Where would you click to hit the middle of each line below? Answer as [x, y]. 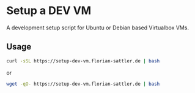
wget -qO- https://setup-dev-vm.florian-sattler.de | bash [83, 84]
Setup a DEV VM [49, 11]
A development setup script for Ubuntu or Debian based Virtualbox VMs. [98, 28]
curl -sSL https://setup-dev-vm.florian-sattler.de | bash [83, 61]
